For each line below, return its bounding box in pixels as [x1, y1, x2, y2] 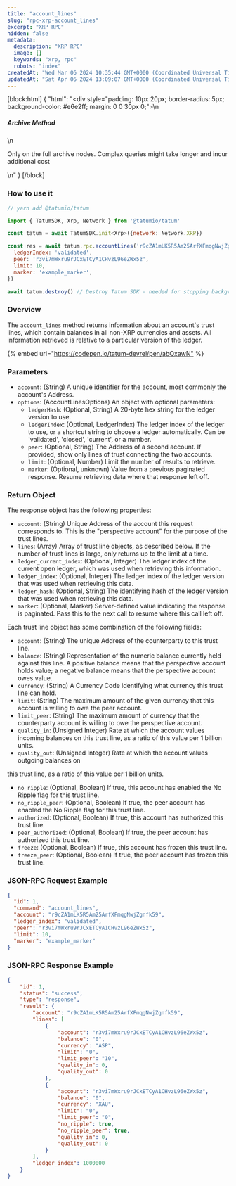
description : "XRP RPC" [13, 43, 83, 50]
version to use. [27, 412, 72, 421]
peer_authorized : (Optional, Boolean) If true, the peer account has [17, 828, 209, 837]
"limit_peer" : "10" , [57, 1055, 118, 1062]
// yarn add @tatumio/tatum [7, 205, 90, 212]
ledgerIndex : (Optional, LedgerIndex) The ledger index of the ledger [27, 420, 225, 428]
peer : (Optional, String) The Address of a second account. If [27, 442, 202, 451]
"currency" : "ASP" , [57, 1042, 114, 1049]
